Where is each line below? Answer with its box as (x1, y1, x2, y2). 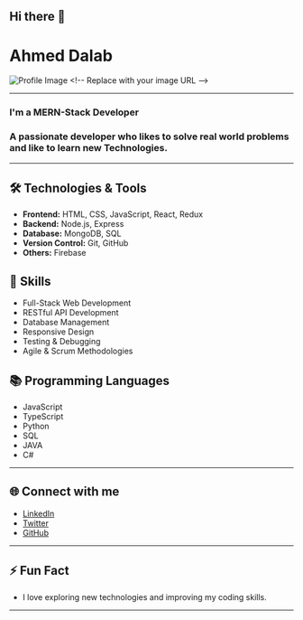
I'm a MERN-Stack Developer (9, 106, 140, 118)
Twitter (22, 517, 50, 529)
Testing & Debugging (22, 336, 101, 347)
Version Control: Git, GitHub (22, 238, 129, 249)
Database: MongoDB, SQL (22, 228, 122, 240)
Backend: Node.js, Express (22, 219, 124, 230)
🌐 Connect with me (9, 484, 120, 500)
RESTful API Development (22, 307, 119, 318)
